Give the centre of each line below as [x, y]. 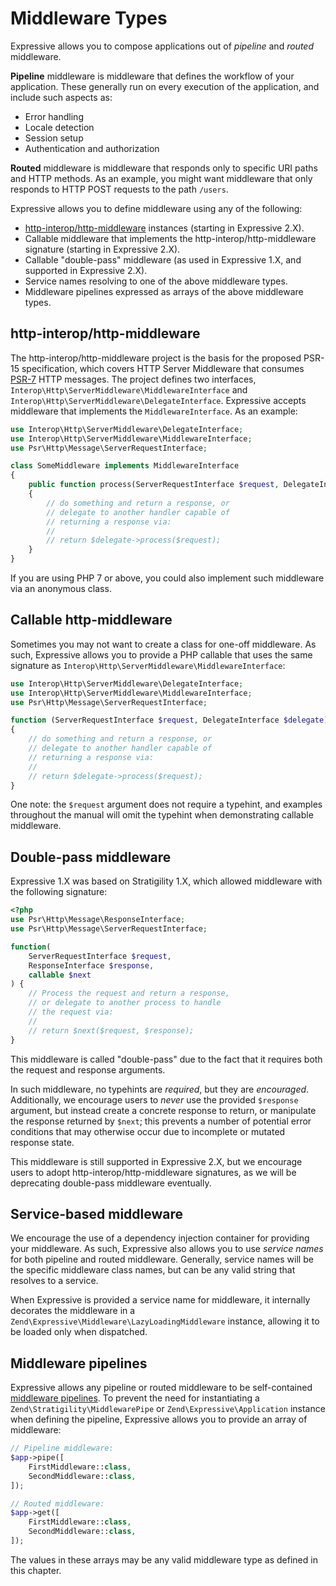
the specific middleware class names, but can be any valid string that [153, 1270]
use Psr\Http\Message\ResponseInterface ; [98, 920]
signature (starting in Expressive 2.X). [102, 249]
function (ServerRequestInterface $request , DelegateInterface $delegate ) [169, 720]
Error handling [54, 116]
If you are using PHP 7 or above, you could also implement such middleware [167, 578]
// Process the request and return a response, [129, 993]
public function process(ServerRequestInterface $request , [154, 485]
